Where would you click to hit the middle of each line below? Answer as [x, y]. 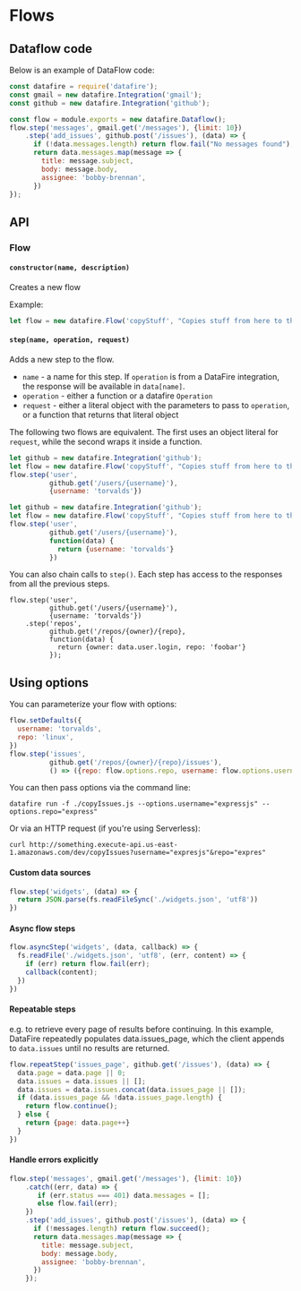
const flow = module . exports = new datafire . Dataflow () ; [118, 119]
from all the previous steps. [60, 584]
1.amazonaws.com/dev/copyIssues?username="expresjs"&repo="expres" [138, 853]
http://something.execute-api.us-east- [103, 845]
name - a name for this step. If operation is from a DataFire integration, [151, 376]
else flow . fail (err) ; [77, 1204]
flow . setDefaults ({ [46, 721]
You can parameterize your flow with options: [93, 705]
